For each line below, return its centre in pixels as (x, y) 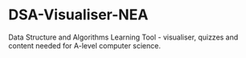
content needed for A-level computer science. (84, 45)
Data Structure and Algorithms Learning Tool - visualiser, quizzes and (123, 37)
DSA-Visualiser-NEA (78, 15)
